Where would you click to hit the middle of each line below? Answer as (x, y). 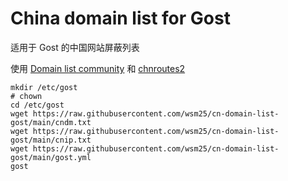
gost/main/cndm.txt (51, 122)
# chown (26, 96)
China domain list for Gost (120, 18)
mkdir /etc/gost (44, 87)
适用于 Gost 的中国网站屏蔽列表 (75, 47)
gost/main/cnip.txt (51, 140)
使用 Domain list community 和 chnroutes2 (98, 68)
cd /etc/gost (37, 105)
